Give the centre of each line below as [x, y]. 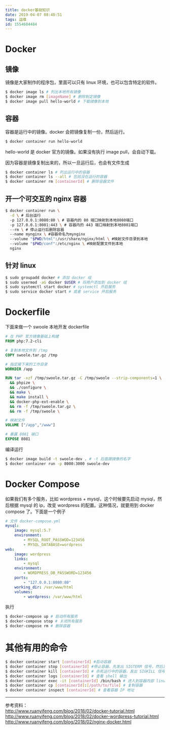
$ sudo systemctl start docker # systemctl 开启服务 [60, 287]
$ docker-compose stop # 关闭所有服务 [44, 621]
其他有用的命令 [36, 648]
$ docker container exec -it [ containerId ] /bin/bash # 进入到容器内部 [80, 681]
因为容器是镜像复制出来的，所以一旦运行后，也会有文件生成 [67, 163]
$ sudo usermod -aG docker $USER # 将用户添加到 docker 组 [66, 282]
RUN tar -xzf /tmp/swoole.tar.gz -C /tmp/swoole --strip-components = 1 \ [83, 378]
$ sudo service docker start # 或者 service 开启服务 [61, 292]
